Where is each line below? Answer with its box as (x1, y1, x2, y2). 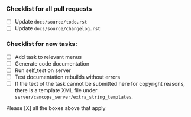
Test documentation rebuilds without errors (14, 73, 121, 80)
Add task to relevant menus (14, 53, 82, 60)
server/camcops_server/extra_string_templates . (14, 93, 133, 100)
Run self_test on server (14, 67, 71, 74)
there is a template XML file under (14, 87, 98, 94)
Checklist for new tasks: (6, 40, 78, 48)
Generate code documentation (14, 60, 90, 67)
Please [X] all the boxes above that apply (6, 105, 106, 112)
